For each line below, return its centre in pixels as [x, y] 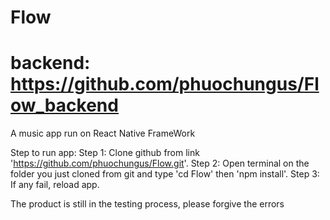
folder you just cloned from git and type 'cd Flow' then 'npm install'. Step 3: [165, 174]
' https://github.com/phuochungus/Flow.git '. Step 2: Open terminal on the [160, 163]
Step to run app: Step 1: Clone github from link [105, 153]
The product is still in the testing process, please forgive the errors [147, 204]
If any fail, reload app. [55, 185]
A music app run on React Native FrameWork [103, 133]
